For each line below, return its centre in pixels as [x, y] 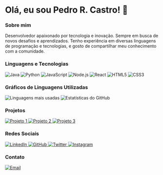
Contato [15, 157]
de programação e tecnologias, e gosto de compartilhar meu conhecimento [81, 46]
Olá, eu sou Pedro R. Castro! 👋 [66, 10]
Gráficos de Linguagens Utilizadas [47, 87]
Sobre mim [18, 25]
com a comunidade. [25, 51]
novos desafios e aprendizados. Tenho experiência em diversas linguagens [81, 41]
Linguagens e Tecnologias [37, 64]
